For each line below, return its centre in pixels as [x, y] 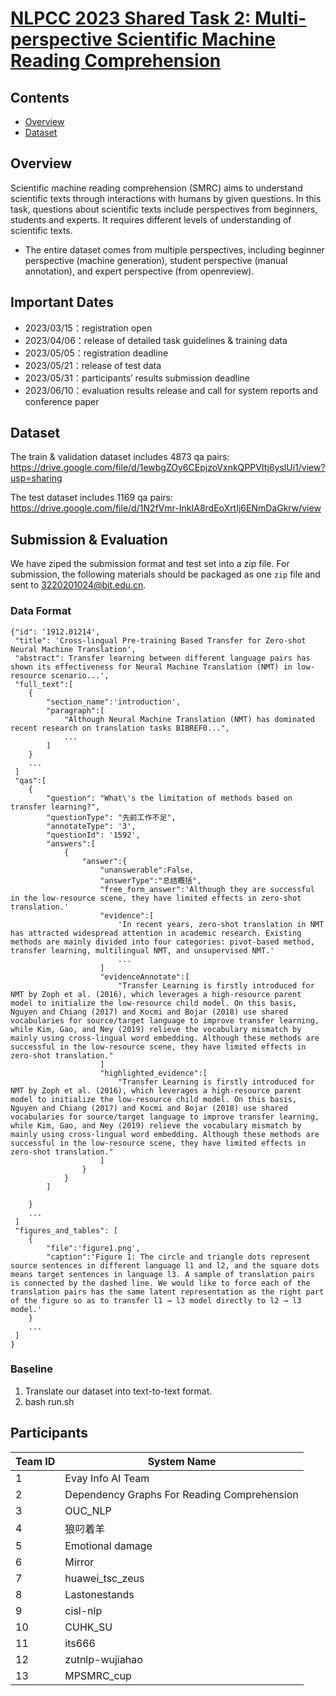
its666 [80, 1643]
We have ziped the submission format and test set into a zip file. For [150, 564]
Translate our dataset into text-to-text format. [118, 1391]
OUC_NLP [88, 1510]
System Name [182, 1461]
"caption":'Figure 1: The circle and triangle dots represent [178, 1257]
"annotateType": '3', [91, 826]
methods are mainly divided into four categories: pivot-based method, [162, 942]
